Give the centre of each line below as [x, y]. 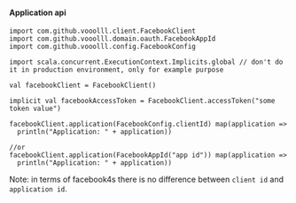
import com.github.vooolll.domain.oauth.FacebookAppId [113, 39]
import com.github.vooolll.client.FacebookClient [103, 31]
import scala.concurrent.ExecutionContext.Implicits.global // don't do [146, 62]
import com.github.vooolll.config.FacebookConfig [103, 47]
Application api [38, 12]
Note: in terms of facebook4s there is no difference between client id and [147, 180]
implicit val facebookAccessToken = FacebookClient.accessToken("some [142, 101]
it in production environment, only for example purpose [117, 70]
